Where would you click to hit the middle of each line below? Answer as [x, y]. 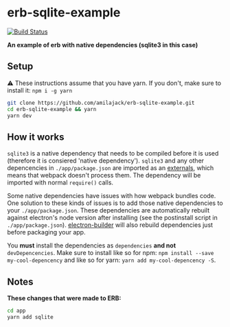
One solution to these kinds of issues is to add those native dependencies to [115, 203]
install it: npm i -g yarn [40, 90]
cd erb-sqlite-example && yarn [52, 109]
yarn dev [20, 116]
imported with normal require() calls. [60, 182]
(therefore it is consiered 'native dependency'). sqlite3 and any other [106, 161]
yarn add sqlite [30, 317]
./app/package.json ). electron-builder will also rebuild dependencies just [110, 225]
